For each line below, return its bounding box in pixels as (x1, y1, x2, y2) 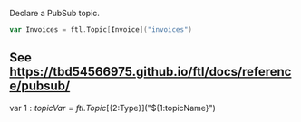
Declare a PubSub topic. (9, 8, 100, 18)
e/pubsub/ (9, 79, 71, 94)
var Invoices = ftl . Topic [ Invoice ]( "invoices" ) (9, 25, 193, 34)
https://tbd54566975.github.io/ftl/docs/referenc (9, 64, 292, 80)
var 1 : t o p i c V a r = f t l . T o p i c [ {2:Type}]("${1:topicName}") (9, 102, 216, 113)
